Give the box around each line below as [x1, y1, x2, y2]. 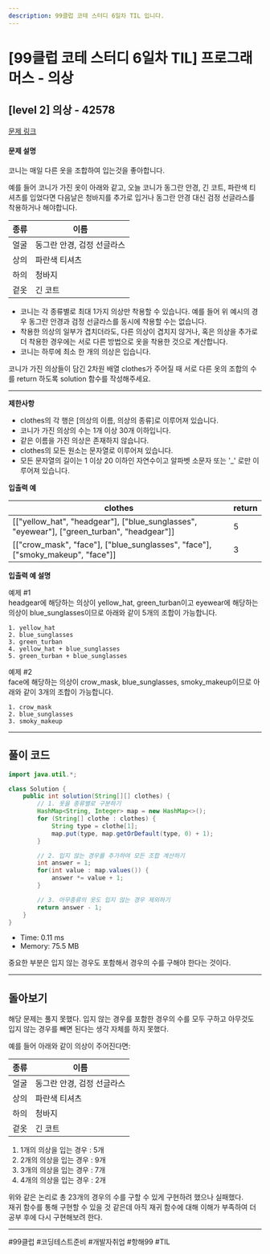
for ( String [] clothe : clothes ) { [37, 815, 157, 823]
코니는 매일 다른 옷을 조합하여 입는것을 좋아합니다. [8, 165, 166, 175]
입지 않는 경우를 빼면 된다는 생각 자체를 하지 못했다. [8, 1024, 169, 1034]
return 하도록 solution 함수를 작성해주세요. [16, 374, 151, 383]
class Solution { [8, 785, 67, 793]
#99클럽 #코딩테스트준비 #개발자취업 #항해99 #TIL [8, 1237, 170, 1247]
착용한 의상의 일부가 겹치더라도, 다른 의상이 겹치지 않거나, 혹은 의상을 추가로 [19, 326, 259, 336]
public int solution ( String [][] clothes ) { [22, 792, 171, 800]
